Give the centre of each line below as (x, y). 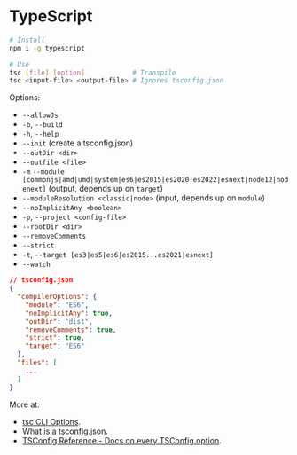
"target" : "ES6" (55, 346)
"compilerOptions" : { (57, 297)
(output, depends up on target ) (106, 189)
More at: (24, 404)
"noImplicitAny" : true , (69, 313)
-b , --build (43, 124)
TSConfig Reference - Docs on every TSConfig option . (121, 440)
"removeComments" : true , (71, 330)
